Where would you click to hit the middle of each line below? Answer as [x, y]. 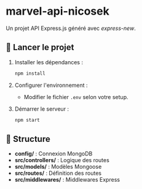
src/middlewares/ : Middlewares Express [67, 180]
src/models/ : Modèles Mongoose [58, 167]
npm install [30, 73]
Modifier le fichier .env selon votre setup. [76, 97]
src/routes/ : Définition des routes [58, 173]
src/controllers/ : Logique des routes [62, 160]
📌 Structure [28, 139]
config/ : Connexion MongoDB [53, 154]
